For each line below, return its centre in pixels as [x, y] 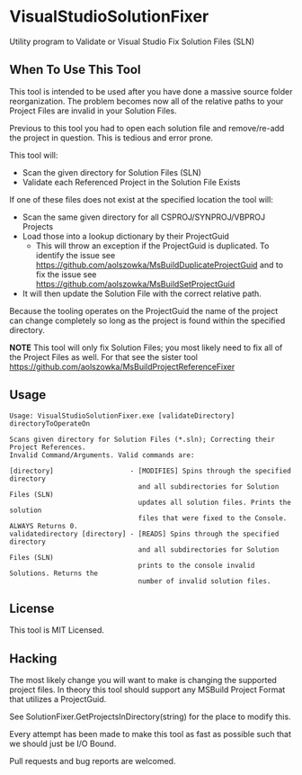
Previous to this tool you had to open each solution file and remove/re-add [147, 128]
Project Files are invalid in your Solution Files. [93, 111]
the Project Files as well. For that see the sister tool [104, 356]
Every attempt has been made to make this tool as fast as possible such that [151, 734]
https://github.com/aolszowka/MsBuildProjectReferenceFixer [122, 366]
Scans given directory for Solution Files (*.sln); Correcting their [142, 439]
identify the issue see [75, 255]
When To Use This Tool [75, 70]
